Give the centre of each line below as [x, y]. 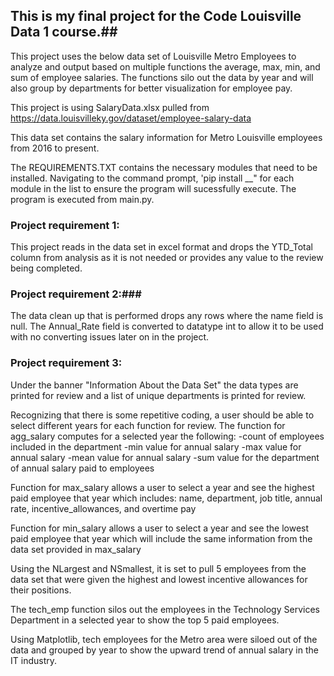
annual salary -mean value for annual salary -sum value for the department [165, 457]
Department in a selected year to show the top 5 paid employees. [145, 620]
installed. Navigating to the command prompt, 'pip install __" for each [152, 178]
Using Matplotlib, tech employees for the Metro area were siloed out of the [164, 639]
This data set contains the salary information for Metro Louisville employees [166, 137]
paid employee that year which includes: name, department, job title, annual [166, 498]
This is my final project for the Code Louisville [156, 16]
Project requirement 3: [66, 363]
